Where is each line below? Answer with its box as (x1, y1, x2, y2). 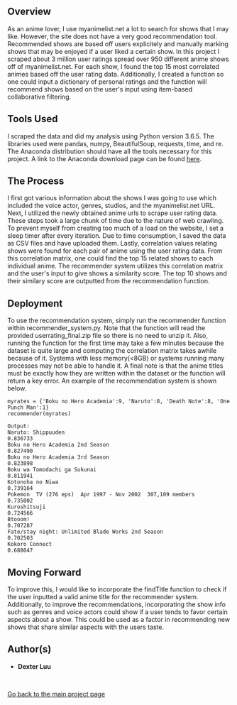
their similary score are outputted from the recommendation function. (7, 277, 211, 285)
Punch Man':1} (7, 404, 50, 411)
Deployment (7, 297, 63, 310)
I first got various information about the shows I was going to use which (7, 194, 217, 202)
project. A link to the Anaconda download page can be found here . (7, 154, 202, 163)
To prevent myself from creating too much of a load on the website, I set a (7, 224, 224, 233)
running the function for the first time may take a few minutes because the (7, 339, 225, 347)
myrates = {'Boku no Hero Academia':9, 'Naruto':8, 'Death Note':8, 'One (7, 398, 231, 405)
